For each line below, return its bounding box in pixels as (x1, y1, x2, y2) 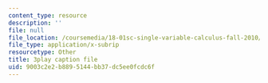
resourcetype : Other (8, 48, 77, 56)
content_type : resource (8, 11, 88, 20)
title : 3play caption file (8, 56, 98, 64)
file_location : (8, 33, 59, 42)
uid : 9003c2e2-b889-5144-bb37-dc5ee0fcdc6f (8, 63, 156, 71)
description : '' (8, 19, 62, 27)
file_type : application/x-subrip (8, 41, 120, 49)
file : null (8, 26, 45, 34)
